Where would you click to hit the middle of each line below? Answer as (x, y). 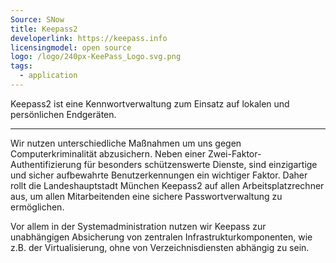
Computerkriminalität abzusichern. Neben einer (108, 153)
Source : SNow (37, 19)
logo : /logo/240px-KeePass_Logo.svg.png (96, 57)
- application (48, 76)
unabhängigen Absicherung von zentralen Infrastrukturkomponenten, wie (161, 237)
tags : (21, 66)
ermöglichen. (37, 207)
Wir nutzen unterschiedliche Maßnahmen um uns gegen (126, 143)
